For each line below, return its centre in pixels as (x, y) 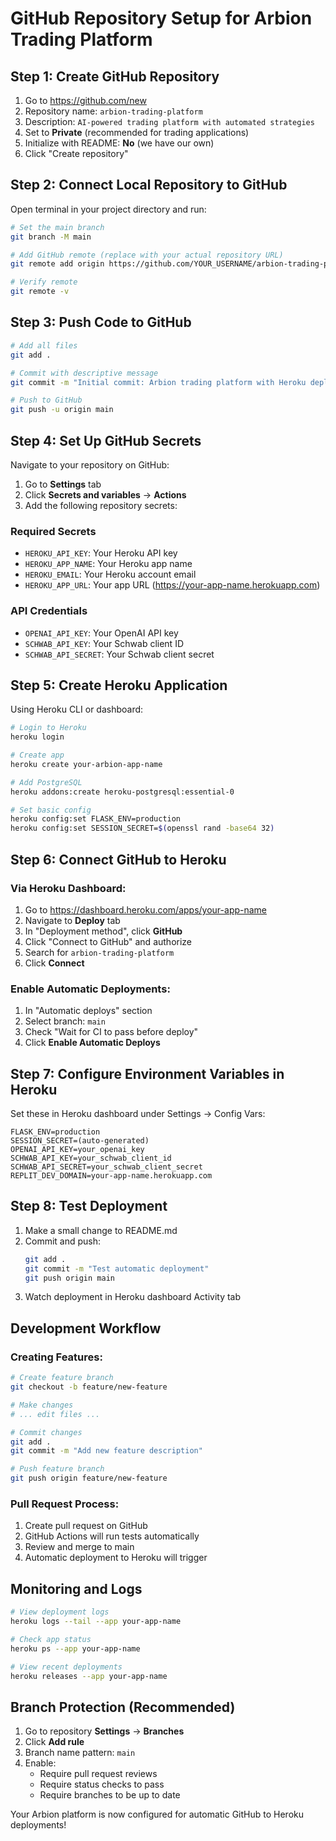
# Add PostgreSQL (46, 782)
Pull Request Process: (65, 1504)
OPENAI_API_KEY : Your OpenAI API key (101, 633)
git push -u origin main (62, 410)
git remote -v (40, 292)
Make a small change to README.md (101, 1230)
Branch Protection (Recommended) (123, 1707)
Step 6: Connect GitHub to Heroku (118, 859)
